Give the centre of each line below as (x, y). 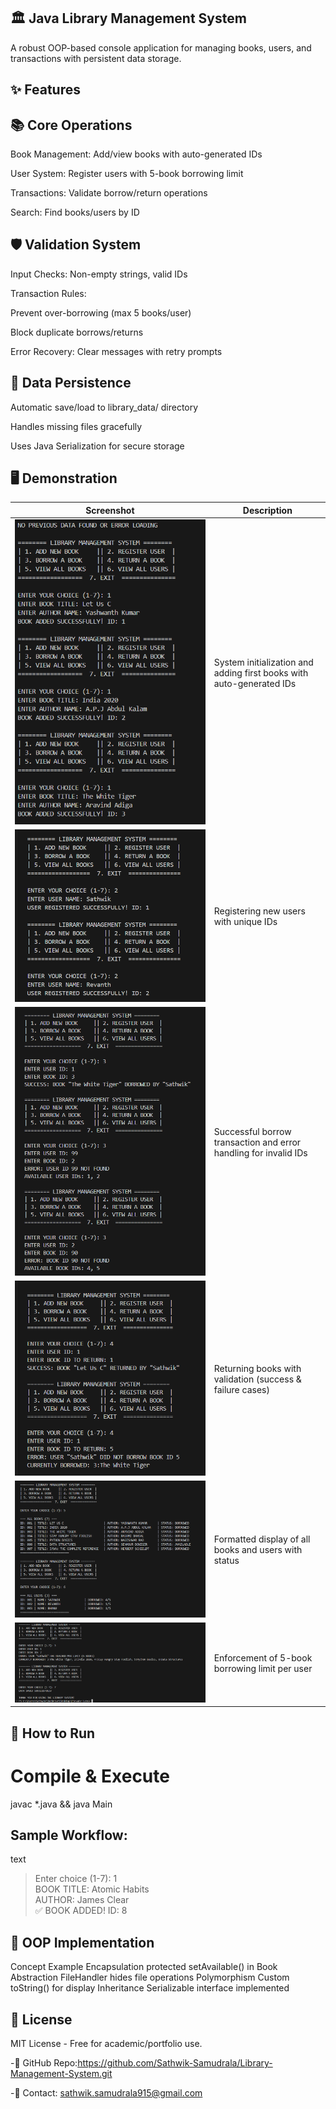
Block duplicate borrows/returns (77, 332)
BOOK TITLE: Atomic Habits (92, 1889)
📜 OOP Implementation (82, 1942)
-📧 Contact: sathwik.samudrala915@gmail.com (106, 2093)
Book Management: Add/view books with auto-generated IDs (136, 154)
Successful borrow (252, 1131)
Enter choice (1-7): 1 (76, 1879)
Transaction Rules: (48, 293)
